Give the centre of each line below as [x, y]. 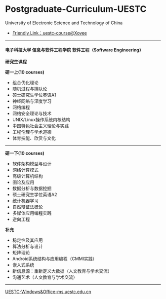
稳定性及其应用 [27, 240]
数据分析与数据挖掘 [32, 188]
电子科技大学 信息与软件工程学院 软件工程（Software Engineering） [75, 50]
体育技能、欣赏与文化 [34, 138]
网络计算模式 [25, 170]
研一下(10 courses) [25, 153]
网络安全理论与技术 [32, 113]
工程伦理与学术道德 [32, 132]
